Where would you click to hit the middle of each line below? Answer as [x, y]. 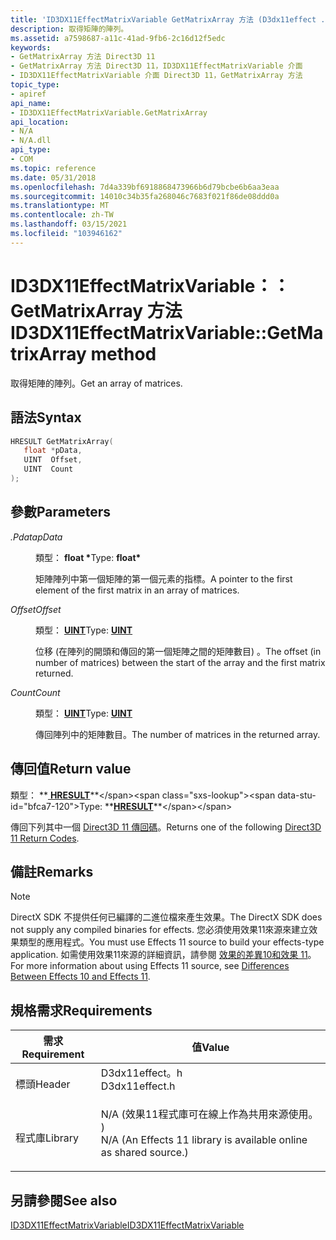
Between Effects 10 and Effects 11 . [80, 977]
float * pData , [53, 451]
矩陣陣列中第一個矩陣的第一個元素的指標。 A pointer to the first [164, 578]
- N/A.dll [31, 141]
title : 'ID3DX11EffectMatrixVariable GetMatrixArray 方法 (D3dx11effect [163, 19]
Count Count [35, 692]
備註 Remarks [52, 871]
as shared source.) [144, 1153]
